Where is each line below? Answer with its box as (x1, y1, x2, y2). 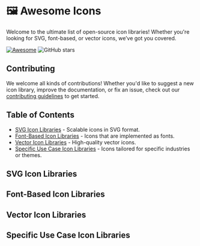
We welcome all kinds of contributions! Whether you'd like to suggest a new (6, 79, 194, 87)
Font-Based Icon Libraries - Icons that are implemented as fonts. (14, 132, 175, 140)
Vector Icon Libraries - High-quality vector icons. (14, 138, 136, 146)
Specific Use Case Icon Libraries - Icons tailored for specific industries (14, 145, 190, 152)
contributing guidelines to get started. (6, 92, 100, 99)
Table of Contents (6, 110, 75, 120)
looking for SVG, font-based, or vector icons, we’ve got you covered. (6, 34, 177, 42)
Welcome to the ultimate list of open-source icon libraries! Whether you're (6, 28, 190, 35)
